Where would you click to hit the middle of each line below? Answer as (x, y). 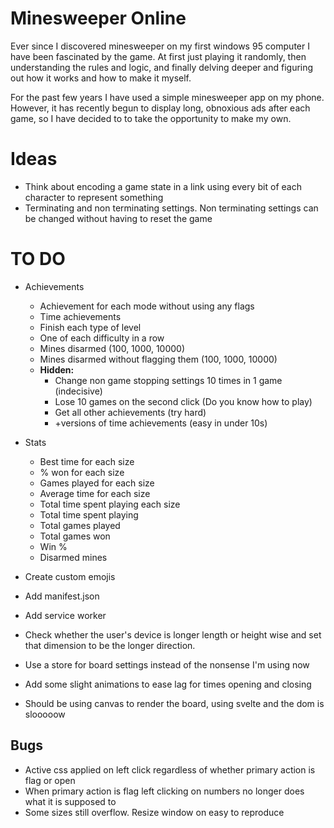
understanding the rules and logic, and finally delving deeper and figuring (162, 67)
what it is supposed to (70, 801)
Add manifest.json (62, 596)
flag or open (50, 780)
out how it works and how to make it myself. (101, 78)
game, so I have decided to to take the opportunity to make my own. (151, 118)
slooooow (45, 714)
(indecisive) (78, 391)
